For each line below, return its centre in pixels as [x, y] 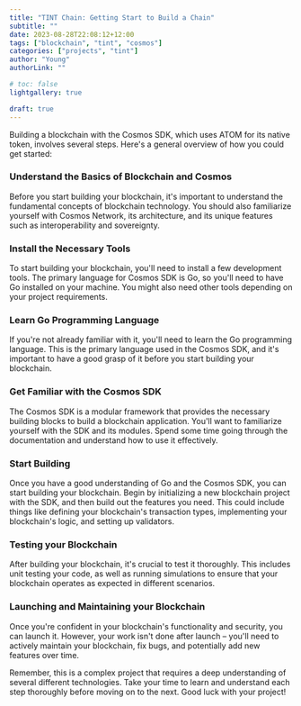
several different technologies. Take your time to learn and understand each [150, 682]
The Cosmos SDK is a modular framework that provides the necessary [140, 412]
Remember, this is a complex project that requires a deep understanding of [148, 673]
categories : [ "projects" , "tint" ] [74, 51]
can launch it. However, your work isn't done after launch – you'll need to [144, 636]
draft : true [31, 109]
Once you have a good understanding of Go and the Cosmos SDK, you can [148, 483]
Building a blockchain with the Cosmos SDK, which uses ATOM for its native [150, 134]
